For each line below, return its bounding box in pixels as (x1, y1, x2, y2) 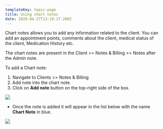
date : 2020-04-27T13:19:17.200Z (5, 16, 72, 21)
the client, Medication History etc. (5, 41, 74, 46)
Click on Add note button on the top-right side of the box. (12, 85, 130, 91)
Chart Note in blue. (12, 109, 52, 115)
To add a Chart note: (5, 65, 47, 71)
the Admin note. (5, 55, 38, 61)
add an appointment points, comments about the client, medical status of (5, 35, 154, 41)
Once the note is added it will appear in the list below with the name (12, 104, 151, 110)
